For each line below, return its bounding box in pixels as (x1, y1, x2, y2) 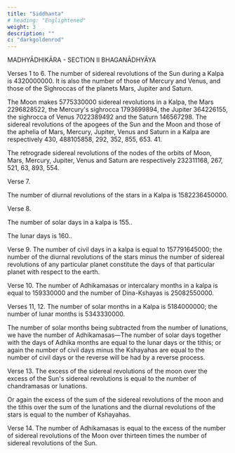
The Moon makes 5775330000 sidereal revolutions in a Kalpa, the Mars (7, 98, 214, 106)
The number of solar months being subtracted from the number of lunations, (7, 324, 228, 332)
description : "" (7, 29, 55, 37)
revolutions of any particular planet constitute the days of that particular (7, 261, 215, 269)
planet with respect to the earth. (7, 268, 100, 276)
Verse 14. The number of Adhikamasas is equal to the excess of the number (7, 424, 226, 433)
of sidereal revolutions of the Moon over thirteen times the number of (7, 431, 208, 440)
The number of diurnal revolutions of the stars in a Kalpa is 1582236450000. (7, 191, 229, 199)
